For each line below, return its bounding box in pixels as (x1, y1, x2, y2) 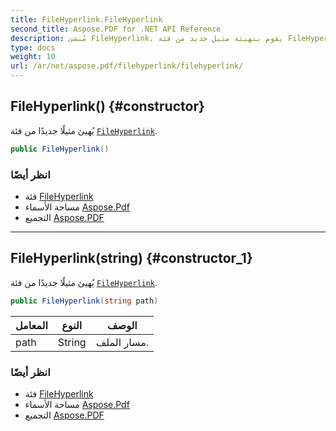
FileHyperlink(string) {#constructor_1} (10, 250, 253, 267)
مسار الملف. (95, 335, 150, 349)
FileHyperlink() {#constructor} (10, 98, 205, 115)
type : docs (10, 42, 56, 53)
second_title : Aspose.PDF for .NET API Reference (10, 24, 222, 34)
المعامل (15, 318, 48, 332)
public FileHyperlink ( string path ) (10, 296, 159, 306)
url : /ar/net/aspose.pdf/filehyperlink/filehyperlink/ (10, 61, 244, 71)
